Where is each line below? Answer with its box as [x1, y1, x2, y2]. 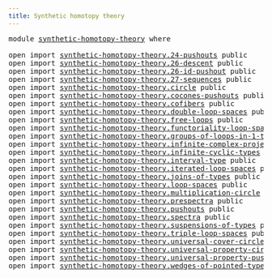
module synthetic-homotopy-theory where [8, 34, 172, 43]
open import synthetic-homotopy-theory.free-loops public [8, 115, 244, 124]
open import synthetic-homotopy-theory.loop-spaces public [8, 180, 249, 189]
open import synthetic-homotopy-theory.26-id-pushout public [8, 66, 257, 75]
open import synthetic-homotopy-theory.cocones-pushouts [8, 91, 240, 100]
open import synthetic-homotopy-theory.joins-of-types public [8, 172, 261, 181]
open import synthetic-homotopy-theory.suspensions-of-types [8, 220, 257, 229]
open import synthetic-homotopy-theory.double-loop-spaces [8, 107, 249, 116]
